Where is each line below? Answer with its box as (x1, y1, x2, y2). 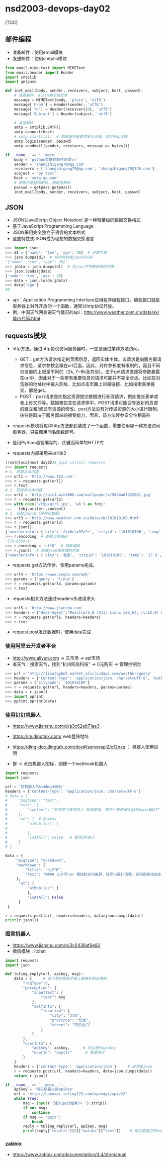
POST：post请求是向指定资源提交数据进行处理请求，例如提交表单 (19, 393, 154, 399)
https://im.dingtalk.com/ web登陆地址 (12, 733, 89, 739)
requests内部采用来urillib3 (12, 450, 66, 456)
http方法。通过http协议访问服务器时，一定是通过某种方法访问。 (12, 346, 142, 351)
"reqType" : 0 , (23, 981, 50, 986)
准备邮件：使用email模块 (12, 49, 63, 55)
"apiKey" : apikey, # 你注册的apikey (31, 1046, 116, 1051)
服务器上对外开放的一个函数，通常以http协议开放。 (12, 303, 117, 309)
